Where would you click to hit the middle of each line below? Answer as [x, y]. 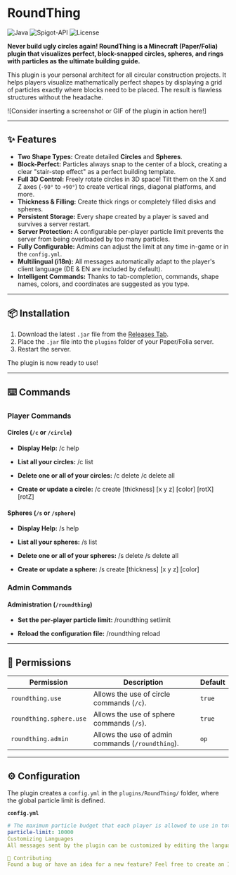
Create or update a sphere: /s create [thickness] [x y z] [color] [109, 569]
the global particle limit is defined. [56, 800]
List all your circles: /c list [55, 462]
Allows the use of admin [133, 735]
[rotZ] [26, 497]
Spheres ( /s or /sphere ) [41, 513]
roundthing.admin [40, 739]
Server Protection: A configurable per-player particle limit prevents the [120, 231]
